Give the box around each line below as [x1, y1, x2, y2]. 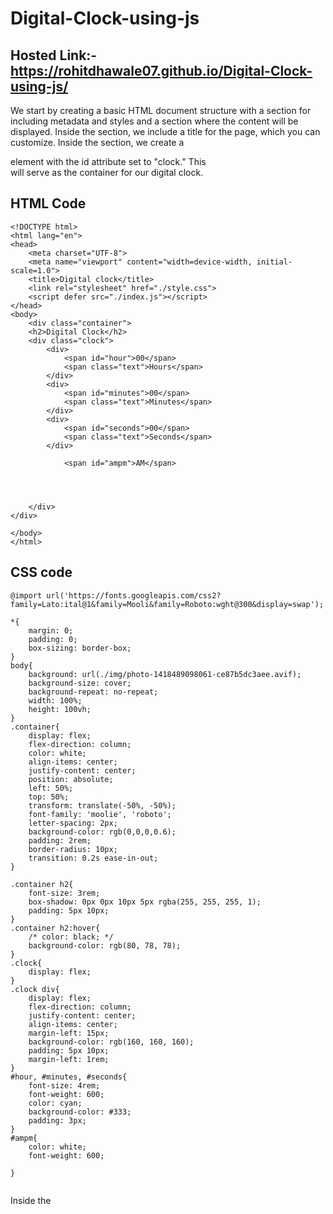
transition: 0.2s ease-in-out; [28, 853, 159, 863]
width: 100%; [28, 695, 83, 706]
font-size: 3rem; [28, 888, 101, 898]
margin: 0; [28, 625, 74, 636]
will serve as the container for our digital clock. [10, 167, 204, 178]
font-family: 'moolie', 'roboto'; [28, 809, 172, 819]
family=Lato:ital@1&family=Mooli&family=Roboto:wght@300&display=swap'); [10, 599, 325, 609]
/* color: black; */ [28, 932, 114, 942]
